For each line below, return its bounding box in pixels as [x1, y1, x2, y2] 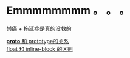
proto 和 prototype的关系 [6, 37, 69, 45]
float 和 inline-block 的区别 [6, 45, 73, 53]
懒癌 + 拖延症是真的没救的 [6, 25, 72, 32]
